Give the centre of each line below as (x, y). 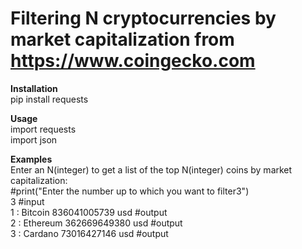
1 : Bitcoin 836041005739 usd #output (89, 212)
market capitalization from (122, 39)
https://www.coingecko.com (133, 61)
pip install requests (49, 99)
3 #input (27, 201)
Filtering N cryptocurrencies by (143, 18)
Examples (31, 159)
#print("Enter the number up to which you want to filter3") (130, 191)
